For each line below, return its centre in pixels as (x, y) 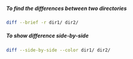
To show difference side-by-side (47, 36)
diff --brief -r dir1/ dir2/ (42, 22)
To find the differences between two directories (66, 8)
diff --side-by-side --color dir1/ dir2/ (58, 50)
